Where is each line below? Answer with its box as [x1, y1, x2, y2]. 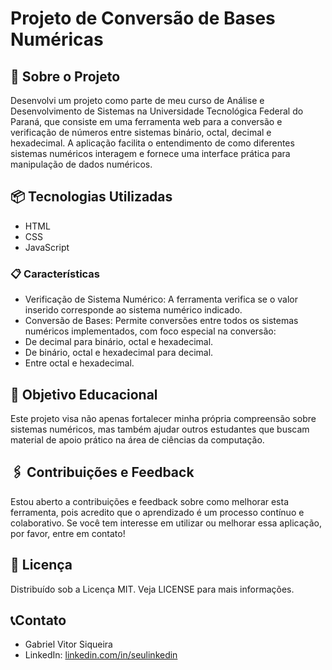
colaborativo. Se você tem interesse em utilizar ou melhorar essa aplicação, [10, 517, 323, 529]
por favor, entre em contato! [10, 527, 126, 539]
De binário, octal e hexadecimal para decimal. [24, 347, 214, 359]
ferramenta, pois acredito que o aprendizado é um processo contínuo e [10, 506, 305, 518]
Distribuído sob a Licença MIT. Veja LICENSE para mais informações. [10, 583, 295, 595]
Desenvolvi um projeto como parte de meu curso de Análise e [10, 95, 265, 106]
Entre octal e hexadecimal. [24, 357, 135, 369]
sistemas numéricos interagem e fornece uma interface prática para [10, 148, 291, 159]
